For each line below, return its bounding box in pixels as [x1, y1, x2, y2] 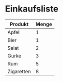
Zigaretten [7, 68, 31, 75]
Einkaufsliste [5, 3, 59, 14]
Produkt [9, 21, 29, 27]
